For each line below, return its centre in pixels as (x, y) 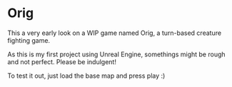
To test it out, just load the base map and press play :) (86, 76)
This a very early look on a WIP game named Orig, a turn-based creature (115, 33)
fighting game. (29, 40)
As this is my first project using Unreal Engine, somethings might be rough (117, 54)
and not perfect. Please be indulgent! (62, 61)
